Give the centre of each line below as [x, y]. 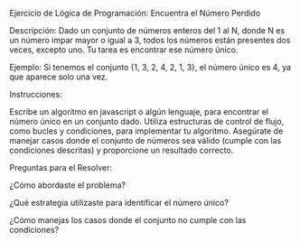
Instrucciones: [36, 94]
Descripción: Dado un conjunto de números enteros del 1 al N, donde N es [147, 30]
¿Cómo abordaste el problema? [68, 185]
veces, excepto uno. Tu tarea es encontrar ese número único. [124, 50]
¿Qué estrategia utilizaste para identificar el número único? [119, 203]
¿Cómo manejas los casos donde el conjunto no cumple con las [128, 220]
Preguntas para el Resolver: [61, 168]
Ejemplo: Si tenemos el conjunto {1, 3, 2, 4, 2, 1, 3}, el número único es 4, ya [150, 67]
